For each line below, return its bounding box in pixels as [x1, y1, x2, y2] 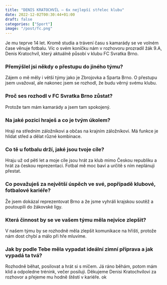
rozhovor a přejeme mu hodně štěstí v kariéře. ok [5, 274, 107, 280]
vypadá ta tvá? [5, 252, 43, 259]
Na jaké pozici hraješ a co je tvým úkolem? [5, 116, 110, 123]
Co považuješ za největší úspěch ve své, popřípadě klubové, [5, 181, 156, 188]
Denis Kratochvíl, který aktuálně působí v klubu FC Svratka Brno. [5, 51, 139, 57]
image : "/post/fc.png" [5, 26, 53, 31]
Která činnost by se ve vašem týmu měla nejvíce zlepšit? [5, 216, 146, 223]
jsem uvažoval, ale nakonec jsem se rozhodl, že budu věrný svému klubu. [5, 80, 157, 86]
